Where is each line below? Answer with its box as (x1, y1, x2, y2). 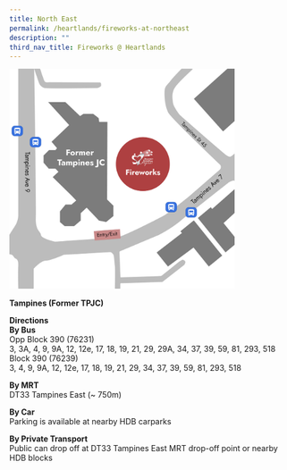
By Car (9, 407, 36, 417)
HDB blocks (9, 452, 54, 463)
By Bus (9, 324, 36, 335)
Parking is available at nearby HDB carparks (9, 415, 172, 426)
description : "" (9, 33, 70, 42)
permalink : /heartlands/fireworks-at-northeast (9, 23, 190, 33)
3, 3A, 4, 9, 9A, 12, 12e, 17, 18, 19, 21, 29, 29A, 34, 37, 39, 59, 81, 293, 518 (9, 343, 276, 354)
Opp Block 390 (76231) (9, 333, 95, 344)
